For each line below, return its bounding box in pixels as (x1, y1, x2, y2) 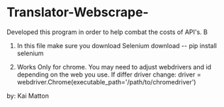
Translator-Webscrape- (6, 4, 150, 21)
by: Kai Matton (6, 91, 49, 100)
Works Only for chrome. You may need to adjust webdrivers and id (16, 62, 212, 71)
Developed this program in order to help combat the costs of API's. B (6, 28, 208, 36)
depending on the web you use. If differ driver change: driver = (16, 70, 201, 79)
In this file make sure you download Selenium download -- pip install (16, 41, 217, 50)
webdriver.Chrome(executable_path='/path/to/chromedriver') (16, 77, 196, 86)
